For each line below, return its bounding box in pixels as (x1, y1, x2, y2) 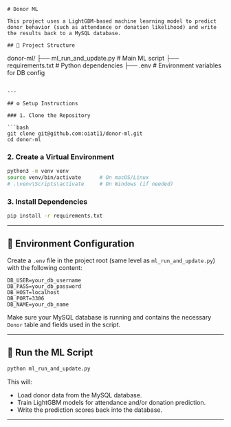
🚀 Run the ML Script (7, 347, 93, 359)
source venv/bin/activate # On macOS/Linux (7, 174, 149, 181)
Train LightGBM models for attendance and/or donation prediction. (16, 398, 206, 406)
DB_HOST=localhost (7, 289, 60, 295)
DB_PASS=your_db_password (7, 282, 81, 290)
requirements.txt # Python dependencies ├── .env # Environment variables (7, 61, 222, 70)
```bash (7, 124, 30, 131)
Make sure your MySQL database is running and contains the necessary (7, 313, 212, 321)
